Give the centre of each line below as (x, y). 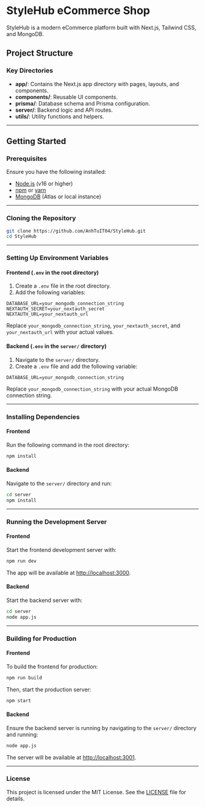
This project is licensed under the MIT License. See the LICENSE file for (96, 792)
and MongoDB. (25, 34)
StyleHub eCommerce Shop (78, 11)
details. (16, 798)
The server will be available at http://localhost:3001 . (71, 757)
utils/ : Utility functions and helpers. (59, 116)
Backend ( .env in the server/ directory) (56, 346)
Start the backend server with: (45, 600)
